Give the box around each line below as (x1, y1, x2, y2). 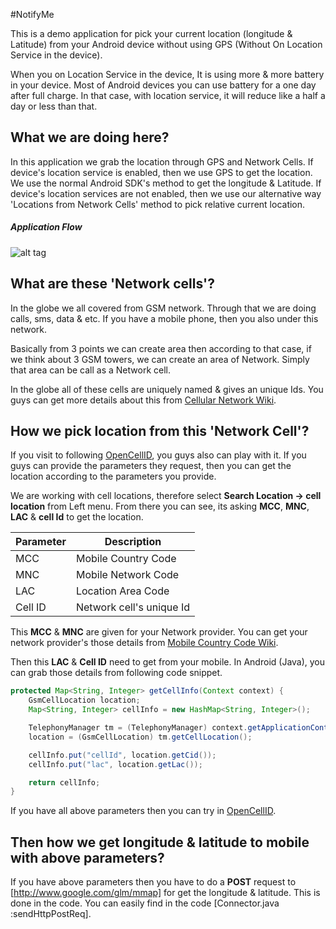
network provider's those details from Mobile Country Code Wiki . (10, 637, 279, 649)
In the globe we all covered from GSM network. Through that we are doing (10, 302, 317, 314)
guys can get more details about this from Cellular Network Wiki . (10, 394, 277, 406)
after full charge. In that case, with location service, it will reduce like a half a (10, 90, 326, 101)
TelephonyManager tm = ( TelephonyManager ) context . (28, 723, 248, 733)
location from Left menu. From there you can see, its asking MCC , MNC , (10, 500, 310, 513)
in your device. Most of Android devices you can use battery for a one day (10, 79, 317, 91)
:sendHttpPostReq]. (10, 908, 92, 920)
